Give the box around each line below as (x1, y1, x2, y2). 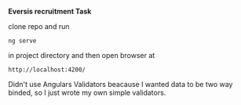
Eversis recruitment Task (8, 7, 92, 16)
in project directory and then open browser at (8, 51, 155, 60)
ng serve (8, 37, 37, 45)
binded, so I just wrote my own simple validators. (8, 88, 166, 97)
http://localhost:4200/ (8, 66, 86, 74)
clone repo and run (8, 22, 70, 31)
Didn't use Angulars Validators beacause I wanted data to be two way (8, 80, 233, 89)
